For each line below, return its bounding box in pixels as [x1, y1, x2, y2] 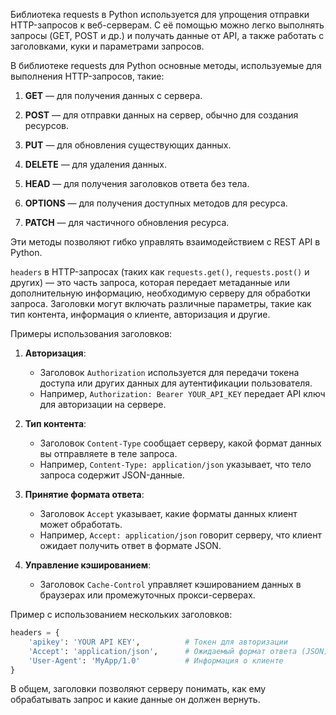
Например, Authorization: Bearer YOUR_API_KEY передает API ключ [39, 388, 326, 399]
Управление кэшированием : [24, 559, 152, 571]
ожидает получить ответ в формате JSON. [39, 540, 222, 551]
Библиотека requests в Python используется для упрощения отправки [10, 9, 310, 20]
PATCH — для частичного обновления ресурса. [24, 217, 230, 228]
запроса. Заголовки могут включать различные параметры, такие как [10, 298, 312, 309]
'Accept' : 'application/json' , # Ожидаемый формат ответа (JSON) [28, 646, 329, 656]
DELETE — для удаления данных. [24, 159, 167, 170]
